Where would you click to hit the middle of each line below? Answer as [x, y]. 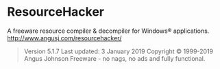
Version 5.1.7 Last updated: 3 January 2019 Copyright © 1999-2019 [119, 51]
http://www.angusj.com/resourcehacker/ [64, 38]
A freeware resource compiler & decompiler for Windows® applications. [108, 31]
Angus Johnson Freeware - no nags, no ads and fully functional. [114, 58]
